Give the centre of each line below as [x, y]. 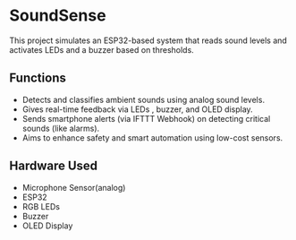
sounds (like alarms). [61, 128]
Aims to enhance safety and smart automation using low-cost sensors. [152, 137]
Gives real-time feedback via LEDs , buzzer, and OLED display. [137, 109]
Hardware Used [54, 166]
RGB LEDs [41, 206]
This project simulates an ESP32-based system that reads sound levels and [148, 40]
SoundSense [58, 16]
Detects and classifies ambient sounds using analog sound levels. [144, 99]
